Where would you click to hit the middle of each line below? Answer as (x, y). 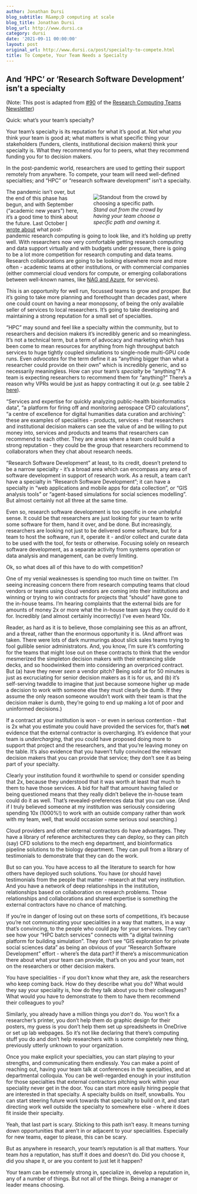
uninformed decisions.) (34, 709)
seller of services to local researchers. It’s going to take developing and (93, 310)
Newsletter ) (20, 109)
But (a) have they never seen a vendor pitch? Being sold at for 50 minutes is (98, 672)
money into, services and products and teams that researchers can (87, 433)
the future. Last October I (37, 223)
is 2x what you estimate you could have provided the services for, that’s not (98, 727)
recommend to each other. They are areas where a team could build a (91, 439)
